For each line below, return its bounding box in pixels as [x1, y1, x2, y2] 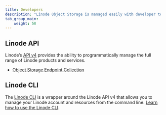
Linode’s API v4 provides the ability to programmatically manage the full [5, 52, 152, 58]
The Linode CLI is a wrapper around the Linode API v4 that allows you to [5, 94, 153, 100]
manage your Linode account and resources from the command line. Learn [5, 99, 158, 105]
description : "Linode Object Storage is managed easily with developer [5, 12, 156, 17]
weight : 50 [14, 21, 37, 26]
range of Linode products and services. [5, 57, 85, 63]
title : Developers [5, 7, 43, 12]
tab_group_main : [5, 16, 39, 21]
